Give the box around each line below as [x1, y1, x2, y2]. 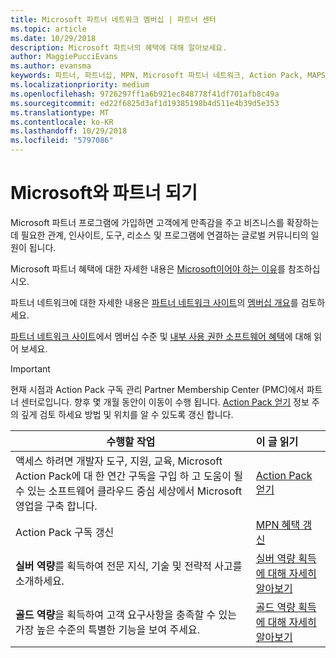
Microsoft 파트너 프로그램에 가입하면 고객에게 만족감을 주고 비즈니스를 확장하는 [10, 216, 320, 228]
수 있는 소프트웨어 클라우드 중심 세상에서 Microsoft [15, 484, 243, 498]
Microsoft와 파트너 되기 [10, 182, 198, 205]
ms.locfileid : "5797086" [10, 136, 114, 146]
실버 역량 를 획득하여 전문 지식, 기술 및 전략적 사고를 [15, 559, 243, 573]
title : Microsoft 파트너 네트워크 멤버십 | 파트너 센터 [10, 14, 217, 25]
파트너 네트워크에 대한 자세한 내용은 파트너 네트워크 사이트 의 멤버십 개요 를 [10, 296, 299, 308]
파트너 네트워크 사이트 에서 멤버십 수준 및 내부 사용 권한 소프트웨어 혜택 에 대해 [10, 330, 312, 342]
